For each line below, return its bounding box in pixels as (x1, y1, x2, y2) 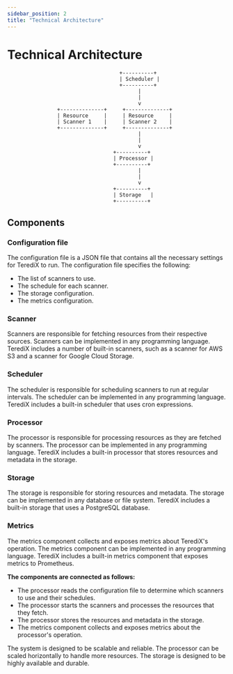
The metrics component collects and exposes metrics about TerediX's (7, 537, 209, 545)
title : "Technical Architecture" (7, 17, 104, 24)
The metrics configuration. (17, 297, 94, 305)
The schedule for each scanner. (17, 282, 109, 290)
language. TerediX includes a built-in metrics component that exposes (7, 551, 209, 560)
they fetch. (17, 608, 49, 617)
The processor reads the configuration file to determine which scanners (17, 586, 224, 595)
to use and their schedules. (17, 593, 96, 602)
